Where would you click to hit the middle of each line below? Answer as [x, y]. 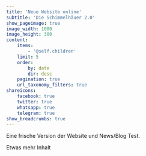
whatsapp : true [36, 107]
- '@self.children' [52, 51]
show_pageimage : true [33, 23]
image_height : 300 [29, 34]
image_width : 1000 [29, 29]
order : [25, 62]
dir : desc [40, 74]
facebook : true [36, 96]
